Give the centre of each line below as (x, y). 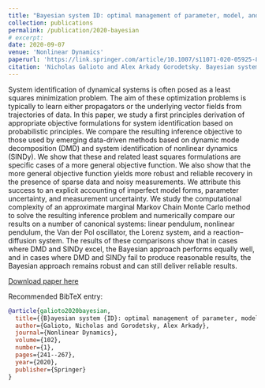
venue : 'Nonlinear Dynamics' (56, 52)
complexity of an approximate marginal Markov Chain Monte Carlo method (129, 207)
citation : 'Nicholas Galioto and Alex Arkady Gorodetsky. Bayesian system (134, 67)
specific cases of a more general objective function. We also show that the (129, 165)
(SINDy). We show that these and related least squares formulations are (125, 156)
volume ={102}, (38, 341)
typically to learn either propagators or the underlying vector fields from (125, 106)
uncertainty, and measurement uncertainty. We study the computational (125, 198)
